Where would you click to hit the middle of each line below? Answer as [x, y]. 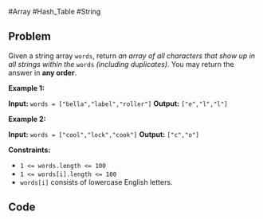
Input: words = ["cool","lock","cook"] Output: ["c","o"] [104, 134]
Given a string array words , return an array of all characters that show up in [132, 56]
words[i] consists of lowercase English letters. [96, 182]
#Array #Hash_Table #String [55, 12]
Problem [30, 36]
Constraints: [29, 150]
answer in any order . [43, 72]
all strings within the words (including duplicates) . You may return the [121, 64]
